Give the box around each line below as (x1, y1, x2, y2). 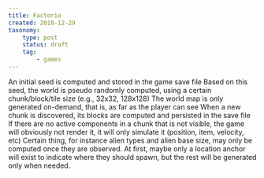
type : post (22, 33, 58, 42)
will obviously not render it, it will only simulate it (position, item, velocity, (8, 127, 244, 136)
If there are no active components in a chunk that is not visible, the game (8, 119, 245, 128)
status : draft (22, 41, 69, 49)
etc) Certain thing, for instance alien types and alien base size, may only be (8, 135, 253, 145)
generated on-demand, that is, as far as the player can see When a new (8, 102, 241, 111)
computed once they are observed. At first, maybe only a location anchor (8, 143, 246, 154)
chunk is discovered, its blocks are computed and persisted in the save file (8, 110, 251, 120)
